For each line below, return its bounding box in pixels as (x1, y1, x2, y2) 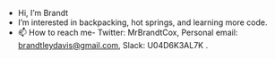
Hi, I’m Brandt (17, 8, 69, 18)
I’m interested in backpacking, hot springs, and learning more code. (17, 17, 268, 28)
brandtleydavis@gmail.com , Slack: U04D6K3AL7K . (17, 40, 209, 50)
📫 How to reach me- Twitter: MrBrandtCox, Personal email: (17, 27, 238, 38)
